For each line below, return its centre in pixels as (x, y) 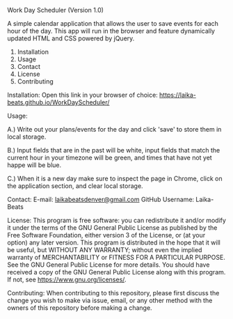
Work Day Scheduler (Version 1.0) (56, 10)
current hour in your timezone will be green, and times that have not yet (110, 157)
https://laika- (177, 95)
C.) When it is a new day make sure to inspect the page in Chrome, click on (115, 178)
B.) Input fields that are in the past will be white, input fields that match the (114, 150)
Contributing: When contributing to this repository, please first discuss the (113, 293)
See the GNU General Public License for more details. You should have (109, 265)
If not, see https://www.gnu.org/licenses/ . (67, 279)
